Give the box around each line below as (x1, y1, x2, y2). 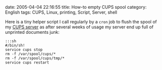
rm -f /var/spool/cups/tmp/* (5, 56, 65, 61)
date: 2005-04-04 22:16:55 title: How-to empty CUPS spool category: (5, 4, 147, 10)
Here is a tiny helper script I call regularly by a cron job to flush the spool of (5, 19, 157, 24)
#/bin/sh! (5, 43, 26, 48)
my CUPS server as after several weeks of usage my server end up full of (5, 24, 154, 30)
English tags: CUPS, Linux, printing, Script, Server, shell (5, 9, 117, 15)
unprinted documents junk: (5, 29, 60, 35)
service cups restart (5, 60, 50, 65)
